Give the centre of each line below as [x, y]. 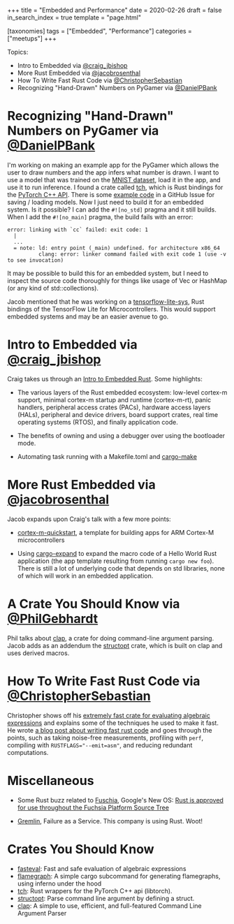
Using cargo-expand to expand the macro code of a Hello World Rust [117, 553]
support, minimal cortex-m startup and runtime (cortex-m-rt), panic [114, 399]
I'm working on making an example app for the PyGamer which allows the [113, 165]
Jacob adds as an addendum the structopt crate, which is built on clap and [115, 645]
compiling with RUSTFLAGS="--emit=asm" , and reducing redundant [100, 745]
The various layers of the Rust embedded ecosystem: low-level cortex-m [122, 392]
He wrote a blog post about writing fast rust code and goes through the [110, 730]
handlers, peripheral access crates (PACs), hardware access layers [114, 407]
